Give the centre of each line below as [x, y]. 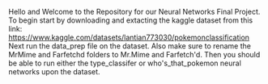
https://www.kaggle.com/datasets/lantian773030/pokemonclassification [129, 37]
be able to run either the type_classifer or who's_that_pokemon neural [125, 63]
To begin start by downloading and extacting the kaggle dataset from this [131, 20]
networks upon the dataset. [54, 71]
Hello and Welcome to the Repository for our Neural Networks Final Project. [134, 12]
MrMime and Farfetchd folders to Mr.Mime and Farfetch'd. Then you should [134, 55]
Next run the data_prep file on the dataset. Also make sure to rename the [130, 46]
